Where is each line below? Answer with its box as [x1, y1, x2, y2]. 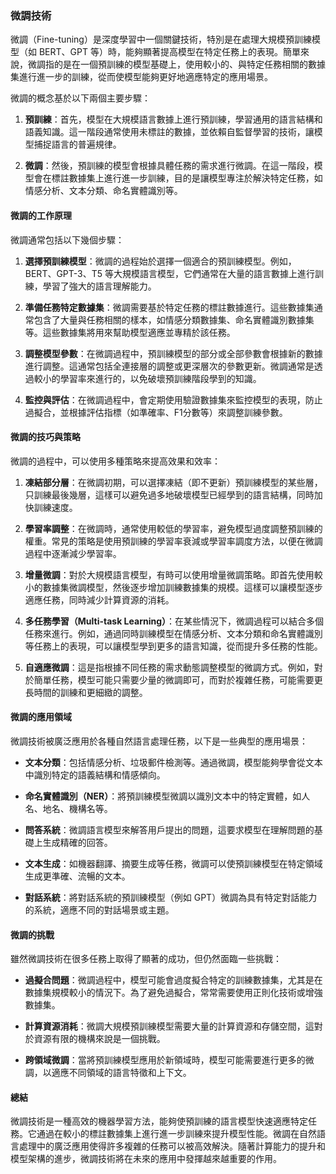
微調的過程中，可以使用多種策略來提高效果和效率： [10, 455, 221, 467]
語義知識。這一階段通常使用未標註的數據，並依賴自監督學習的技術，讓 [24, 126, 315, 138]
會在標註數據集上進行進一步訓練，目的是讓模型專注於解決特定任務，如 [33, 172, 323, 184]
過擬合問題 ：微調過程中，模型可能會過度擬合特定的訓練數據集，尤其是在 [24, 974, 323, 986]
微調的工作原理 [10, 209, 72, 221]
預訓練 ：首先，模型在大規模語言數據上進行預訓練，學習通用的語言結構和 [24, 113, 323, 126]
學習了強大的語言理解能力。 [42, 280, 157, 292]
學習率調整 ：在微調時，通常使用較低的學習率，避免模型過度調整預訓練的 [24, 522, 323, 534]
